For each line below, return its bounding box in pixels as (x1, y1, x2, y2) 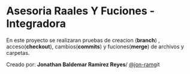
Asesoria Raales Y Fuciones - (6, 4, 155, 18)
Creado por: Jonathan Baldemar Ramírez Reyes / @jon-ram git (6, 61, 160, 68)
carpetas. (6, 49, 30, 56)
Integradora (6, 17, 67, 30)
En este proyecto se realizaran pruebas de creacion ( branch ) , (6, 36, 160, 44)
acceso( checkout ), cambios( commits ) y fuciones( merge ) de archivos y (6, 43, 185, 50)
